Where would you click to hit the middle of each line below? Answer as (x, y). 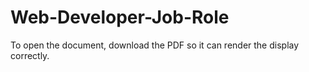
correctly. (30, 55)
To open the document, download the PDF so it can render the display (155, 45)
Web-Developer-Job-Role (120, 17)
